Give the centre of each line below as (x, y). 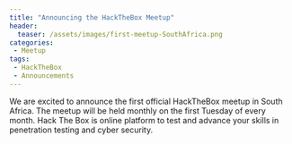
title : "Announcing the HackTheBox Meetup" (92, 17)
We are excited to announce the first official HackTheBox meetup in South (146, 101)
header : (24, 26)
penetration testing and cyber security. (81, 130)
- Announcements (44, 76)
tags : (19, 59)
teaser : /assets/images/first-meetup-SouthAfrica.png (120, 34)
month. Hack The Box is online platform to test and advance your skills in (144, 120)
